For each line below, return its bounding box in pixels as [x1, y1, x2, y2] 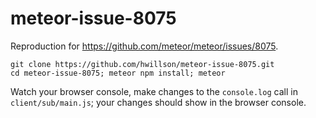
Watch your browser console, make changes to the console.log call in [10, 85, 298, 97]
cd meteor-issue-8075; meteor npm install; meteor [10, 68, 226, 78]
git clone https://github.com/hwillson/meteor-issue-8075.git [10, 59, 275, 69]
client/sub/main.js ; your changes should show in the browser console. [10, 96, 307, 108]
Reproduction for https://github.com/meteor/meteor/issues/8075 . [10, 40, 279, 52]
